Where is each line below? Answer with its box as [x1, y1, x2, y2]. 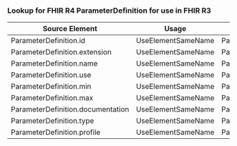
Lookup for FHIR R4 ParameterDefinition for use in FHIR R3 [7, 6, 212, 16]
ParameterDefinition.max [11, 93, 94, 103]
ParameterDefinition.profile [11, 128, 101, 138]
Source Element [42, 24, 97, 34]
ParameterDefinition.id [11, 36, 86, 46]
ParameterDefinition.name [11, 59, 98, 68]
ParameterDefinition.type [11, 116, 95, 126]
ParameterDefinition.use [11, 70, 92, 80]
